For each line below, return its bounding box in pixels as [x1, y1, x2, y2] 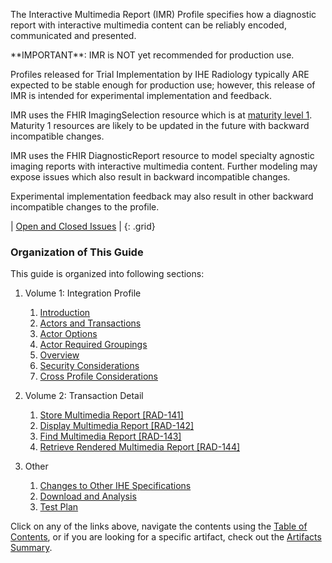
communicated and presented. [10, 30, 137, 41]
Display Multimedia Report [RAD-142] [39, 420, 195, 432]
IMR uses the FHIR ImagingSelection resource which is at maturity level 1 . [10, 109, 313, 121]
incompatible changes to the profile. [10, 201, 160, 213]
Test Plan [39, 501, 79, 513]
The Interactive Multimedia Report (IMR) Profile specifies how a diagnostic [10, 9, 317, 20]
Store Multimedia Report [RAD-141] [39, 409, 184, 421]
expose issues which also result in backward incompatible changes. [10, 171, 291, 183]
